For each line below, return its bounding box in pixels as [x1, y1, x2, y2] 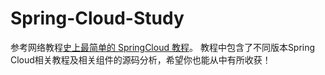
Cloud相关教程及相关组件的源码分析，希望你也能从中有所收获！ [10, 53, 272, 66]
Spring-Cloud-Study [10, 7, 185, 30]
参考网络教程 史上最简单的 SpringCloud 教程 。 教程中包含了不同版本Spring [10, 41, 316, 53]
